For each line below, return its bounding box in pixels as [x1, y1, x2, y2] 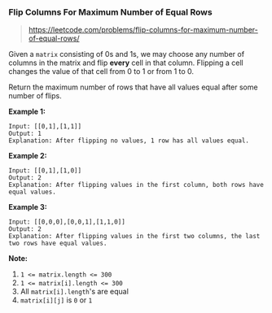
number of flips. [8, 91, 63, 101]
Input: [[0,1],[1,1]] [8, 123, 82, 131]
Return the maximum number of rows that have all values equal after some [8, 82, 258, 92]
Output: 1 [8, 129, 42, 138]
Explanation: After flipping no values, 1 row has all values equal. [8, 137, 250, 145]
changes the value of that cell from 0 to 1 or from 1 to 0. [8, 67, 194, 76]
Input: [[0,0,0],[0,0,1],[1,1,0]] [8, 218, 126, 226]
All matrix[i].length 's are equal [20, 287, 129, 297]
